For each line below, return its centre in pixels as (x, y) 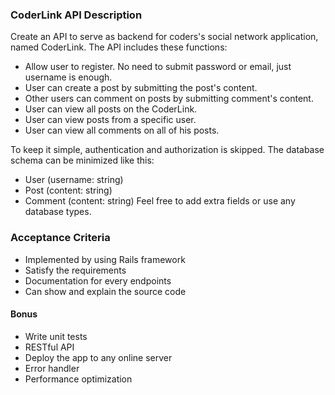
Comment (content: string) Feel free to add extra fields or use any (160, 201)
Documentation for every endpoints (98, 280)
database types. (58, 212)
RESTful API (49, 347)
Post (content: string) (68, 190)
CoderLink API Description (76, 15)
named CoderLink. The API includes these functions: (119, 47)
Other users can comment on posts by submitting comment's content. (169, 99)
